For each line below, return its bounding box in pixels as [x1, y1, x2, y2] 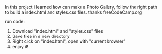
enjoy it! [12, 44, 28, 49]
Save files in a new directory [12, 34, 70, 39]
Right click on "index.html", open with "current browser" [12, 38, 126, 44]
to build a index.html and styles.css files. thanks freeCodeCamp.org [5, 9, 142, 15]
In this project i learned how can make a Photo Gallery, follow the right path [5, 4, 157, 10]
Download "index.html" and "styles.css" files [12, 28, 103, 34]
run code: [5, 19, 25, 24]
